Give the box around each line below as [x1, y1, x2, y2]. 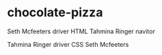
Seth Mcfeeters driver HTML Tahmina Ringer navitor [7, 27, 155, 35]
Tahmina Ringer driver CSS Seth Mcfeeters [7, 40, 129, 48]
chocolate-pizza [7, 5, 103, 20]
